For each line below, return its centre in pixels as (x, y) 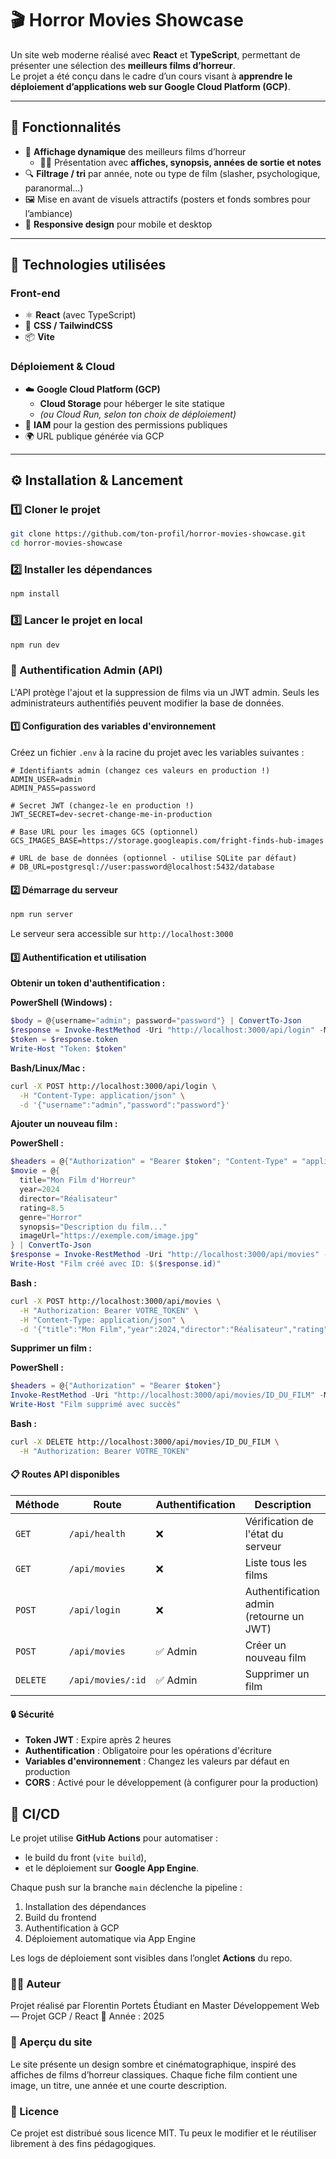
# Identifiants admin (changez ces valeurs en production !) (140, 771)
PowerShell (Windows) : (61, 1003)
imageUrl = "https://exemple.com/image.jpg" (109, 1236)
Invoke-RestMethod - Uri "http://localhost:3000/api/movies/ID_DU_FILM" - (167, 1395)
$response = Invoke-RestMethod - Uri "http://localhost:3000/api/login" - (167, 1030)
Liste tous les (276, 1562)
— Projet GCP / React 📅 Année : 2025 (87, 2016)
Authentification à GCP (72, 1928)
